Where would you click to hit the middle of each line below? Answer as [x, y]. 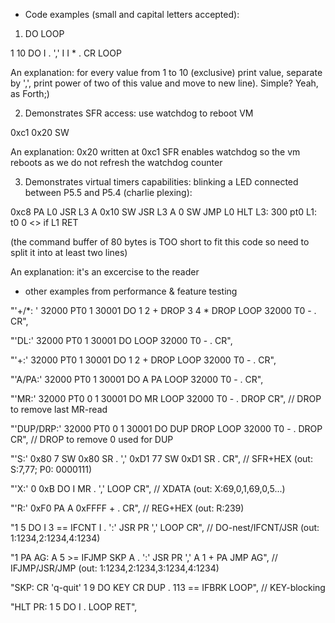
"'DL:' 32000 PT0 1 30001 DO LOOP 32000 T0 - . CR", [121, 340]
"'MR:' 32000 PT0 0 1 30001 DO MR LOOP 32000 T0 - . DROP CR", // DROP [166, 398]
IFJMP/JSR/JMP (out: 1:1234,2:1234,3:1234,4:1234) [115, 568]
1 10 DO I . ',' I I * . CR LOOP [66, 53]
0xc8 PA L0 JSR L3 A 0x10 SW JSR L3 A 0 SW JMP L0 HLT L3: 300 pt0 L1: [163, 212]
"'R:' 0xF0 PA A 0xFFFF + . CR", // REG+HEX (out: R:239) [127, 508]
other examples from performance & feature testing [131, 291]
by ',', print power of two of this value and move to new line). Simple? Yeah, [164, 83]
